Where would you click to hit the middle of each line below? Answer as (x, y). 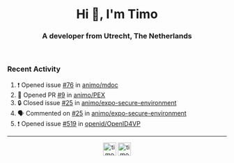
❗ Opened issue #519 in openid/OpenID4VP (79, 123)
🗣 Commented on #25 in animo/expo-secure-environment (102, 113)
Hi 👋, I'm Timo (117, 14)
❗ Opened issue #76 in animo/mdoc (68, 85)
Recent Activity (34, 69)
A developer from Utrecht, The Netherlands (117, 36)
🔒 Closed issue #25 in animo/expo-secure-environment (97, 102)
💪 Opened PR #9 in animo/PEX (61, 95)
